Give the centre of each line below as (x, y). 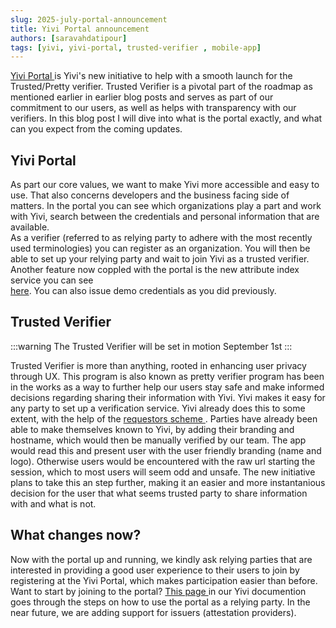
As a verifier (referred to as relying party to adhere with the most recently (161, 238)
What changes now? (76, 535)
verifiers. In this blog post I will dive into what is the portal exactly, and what (166, 118)
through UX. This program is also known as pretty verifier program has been (167, 376)
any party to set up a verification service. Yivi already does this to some (158, 408)
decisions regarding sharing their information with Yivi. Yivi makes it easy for (168, 397)
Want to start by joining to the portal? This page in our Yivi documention (158, 591)
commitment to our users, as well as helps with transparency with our (153, 108)
